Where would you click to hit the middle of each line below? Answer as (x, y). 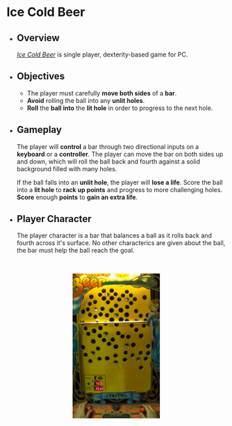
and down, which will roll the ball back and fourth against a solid (108, 161)
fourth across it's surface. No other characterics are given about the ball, (121, 243)
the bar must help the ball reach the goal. (75, 251)
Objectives (41, 76)
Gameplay (39, 130)
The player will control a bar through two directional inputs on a (108, 146)
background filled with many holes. (67, 168)
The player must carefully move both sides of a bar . (102, 93)
